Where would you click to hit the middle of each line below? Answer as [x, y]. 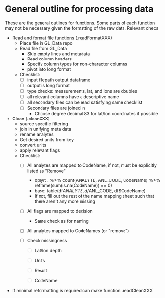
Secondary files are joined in [56, 108]
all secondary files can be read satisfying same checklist [85, 102]
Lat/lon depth [48, 250]
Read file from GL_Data [43, 48]
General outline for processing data [79, 9]
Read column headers [49, 59]
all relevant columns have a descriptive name [73, 97]
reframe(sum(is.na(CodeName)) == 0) [73, 186]
